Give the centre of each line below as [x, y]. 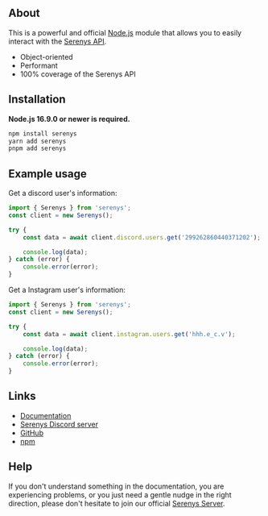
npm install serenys [43, 133]
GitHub [32, 433]
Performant [39, 65]
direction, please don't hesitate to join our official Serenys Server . [117, 503]
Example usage [47, 174]
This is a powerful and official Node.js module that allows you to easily [125, 32]
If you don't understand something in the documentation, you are [116, 486]
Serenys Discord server [59, 424]
